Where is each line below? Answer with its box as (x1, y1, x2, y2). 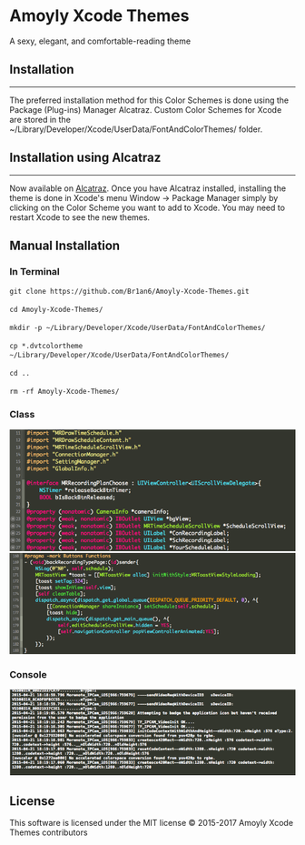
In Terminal (9, 265, 61, 277)
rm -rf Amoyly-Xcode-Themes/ (9, 387, 120, 397)
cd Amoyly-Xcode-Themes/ (9, 306, 103, 315)
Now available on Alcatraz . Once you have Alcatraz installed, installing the (9, 183, 287, 194)
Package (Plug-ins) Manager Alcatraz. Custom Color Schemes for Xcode (9, 104, 282, 115)
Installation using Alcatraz (9, 150, 162, 166)
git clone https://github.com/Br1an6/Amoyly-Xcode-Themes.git (9, 287, 250, 297)
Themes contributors (9, 827, 88, 838)
